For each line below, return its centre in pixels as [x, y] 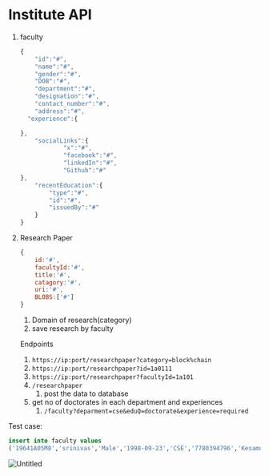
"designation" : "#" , [67, 97]
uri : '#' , [49, 290]
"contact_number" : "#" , [72, 104]
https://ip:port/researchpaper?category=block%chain [122, 361]
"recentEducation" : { [69, 185]
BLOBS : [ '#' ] [54, 297]
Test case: [25, 426]
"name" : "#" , [54, 67]
